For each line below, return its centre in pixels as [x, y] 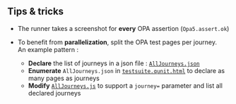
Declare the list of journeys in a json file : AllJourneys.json [114, 63]
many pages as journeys [64, 78]
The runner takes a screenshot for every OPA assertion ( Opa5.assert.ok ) [123, 28]
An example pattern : [48, 49]
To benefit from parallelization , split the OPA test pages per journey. [117, 42]
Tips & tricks [36, 12]
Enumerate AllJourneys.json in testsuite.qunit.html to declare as [126, 70]
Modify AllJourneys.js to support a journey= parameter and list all [125, 85]
